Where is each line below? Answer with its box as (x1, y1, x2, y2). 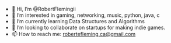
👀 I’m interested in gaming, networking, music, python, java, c (11, 12, 160, 19)
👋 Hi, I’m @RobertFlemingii (11, 6, 76, 12)
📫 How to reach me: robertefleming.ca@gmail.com (11, 31, 136, 37)
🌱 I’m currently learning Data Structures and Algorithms (11, 18, 145, 24)
